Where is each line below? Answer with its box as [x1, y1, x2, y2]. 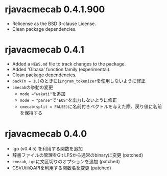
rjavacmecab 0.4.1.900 [5, 4, 105, 15]
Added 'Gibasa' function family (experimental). [12, 66, 111, 72]
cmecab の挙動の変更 [12, 84, 53, 90]
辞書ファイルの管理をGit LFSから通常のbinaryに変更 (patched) [12, 152, 144, 158]
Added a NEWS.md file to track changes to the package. [12, 60, 126, 67]
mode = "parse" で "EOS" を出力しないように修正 [19, 97, 117, 103]
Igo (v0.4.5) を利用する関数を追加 [12, 145, 83, 151]
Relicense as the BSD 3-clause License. [12, 20, 97, 27]
